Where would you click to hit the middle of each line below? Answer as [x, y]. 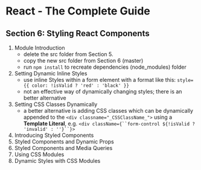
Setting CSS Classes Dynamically [56, 104]
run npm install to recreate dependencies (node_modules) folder [105, 67]
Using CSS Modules [39, 154]
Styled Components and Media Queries [63, 148]
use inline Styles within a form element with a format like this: [100, 80]
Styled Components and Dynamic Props [64, 142]
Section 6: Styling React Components [78, 33]
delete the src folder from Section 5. [68, 54]
